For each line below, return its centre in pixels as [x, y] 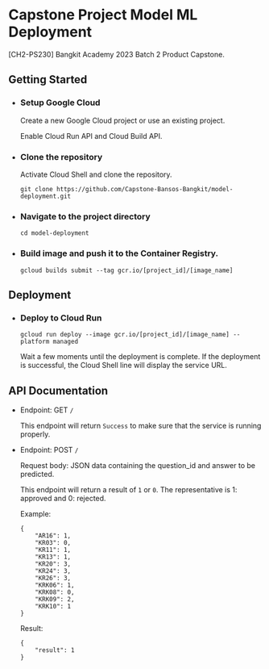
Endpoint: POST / [49, 450]
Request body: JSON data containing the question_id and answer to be [138, 466]
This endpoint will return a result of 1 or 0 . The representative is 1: [128, 490]
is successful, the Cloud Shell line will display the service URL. [124, 366]
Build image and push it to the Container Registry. [119, 253]
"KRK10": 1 [53, 607]
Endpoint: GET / [47, 410]
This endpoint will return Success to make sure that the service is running [141, 426]
